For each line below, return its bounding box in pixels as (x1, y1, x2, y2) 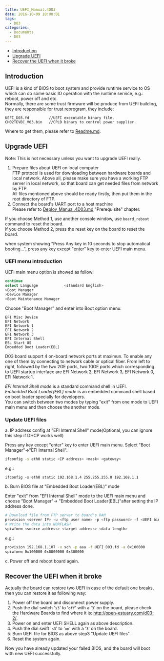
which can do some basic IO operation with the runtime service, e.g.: (5, 90, 144, 96)
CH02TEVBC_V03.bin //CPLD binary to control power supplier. (5, 120, 137, 124)
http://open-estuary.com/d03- (93, 610, 155, 616)
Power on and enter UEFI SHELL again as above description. (12, 621, 134, 626)
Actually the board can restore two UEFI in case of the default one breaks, (5, 585, 154, 591)
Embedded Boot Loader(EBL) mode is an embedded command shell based (5, 389, 155, 395)
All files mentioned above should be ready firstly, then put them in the (12, 191, 152, 197)
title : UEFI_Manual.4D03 (5, 7, 56, 12)
